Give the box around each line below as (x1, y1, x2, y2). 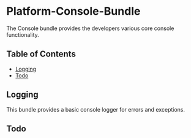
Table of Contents (6, 49, 77, 59)
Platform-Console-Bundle (6, 4, 141, 18)
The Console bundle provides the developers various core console (6, 25, 174, 32)
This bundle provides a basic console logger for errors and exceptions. (6, 105, 185, 113)
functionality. (6, 31, 40, 38)
